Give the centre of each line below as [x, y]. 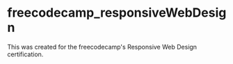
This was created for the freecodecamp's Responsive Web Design [102, 47]
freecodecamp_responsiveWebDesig [117, 13]
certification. [25, 54]
